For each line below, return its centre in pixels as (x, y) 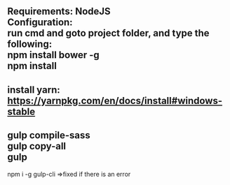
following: (30, 44)
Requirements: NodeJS (59, 12)
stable (21, 111)
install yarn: (34, 90)
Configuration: (40, 23)
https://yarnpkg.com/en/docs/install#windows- (115, 101)
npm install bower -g (53, 55)
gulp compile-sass (49, 135)
